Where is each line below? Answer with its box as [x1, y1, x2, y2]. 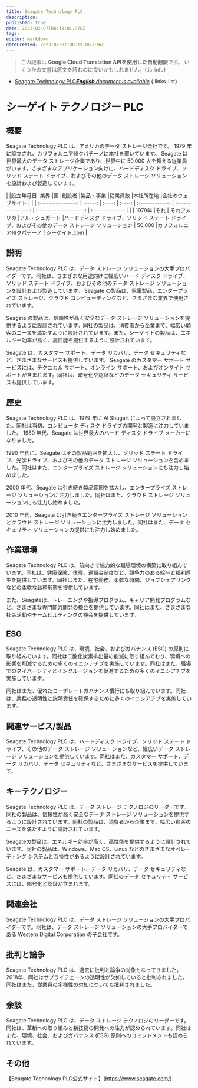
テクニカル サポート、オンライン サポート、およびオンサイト [37, 364, 184, 371]
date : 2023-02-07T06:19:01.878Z [6, 25, 85, 31]
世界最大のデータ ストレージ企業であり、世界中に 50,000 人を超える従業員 [6, 157, 187, 164]
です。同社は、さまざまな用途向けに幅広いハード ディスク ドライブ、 [21, 272, 189, 279]
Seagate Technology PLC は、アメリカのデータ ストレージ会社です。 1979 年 [6, 143, 192, 150]
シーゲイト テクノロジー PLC [6, 101, 144, 114]
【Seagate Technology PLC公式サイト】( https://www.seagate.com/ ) [6, 1075, 172, 1082]
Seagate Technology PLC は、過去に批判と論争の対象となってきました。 [6, 966, 182, 973]
